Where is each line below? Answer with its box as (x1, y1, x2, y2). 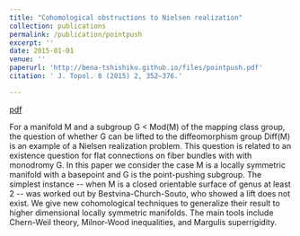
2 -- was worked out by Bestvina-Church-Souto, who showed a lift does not (9, 188, 291, 198)
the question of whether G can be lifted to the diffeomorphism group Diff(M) (9, 131, 291, 142)
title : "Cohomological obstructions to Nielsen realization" (9, 13, 243, 22)
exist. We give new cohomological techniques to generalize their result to (9, 197, 280, 208)
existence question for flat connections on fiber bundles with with (9, 150, 252, 161)
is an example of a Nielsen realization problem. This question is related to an (9, 140, 292, 151)
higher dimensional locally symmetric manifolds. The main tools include (9, 207, 274, 218)
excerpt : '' (9, 38, 54, 48)
